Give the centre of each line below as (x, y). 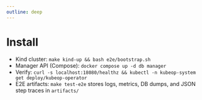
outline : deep (25, 12)
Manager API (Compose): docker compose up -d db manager (91, 65)
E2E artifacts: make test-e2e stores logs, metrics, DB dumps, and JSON (105, 84)
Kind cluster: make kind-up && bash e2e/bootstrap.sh (83, 59)
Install (22, 42)
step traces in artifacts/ (47, 90)
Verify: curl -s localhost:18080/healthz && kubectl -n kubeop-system (106, 72)
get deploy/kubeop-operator (51, 78)
